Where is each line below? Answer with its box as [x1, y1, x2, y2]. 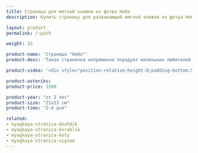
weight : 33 [6, 41, 33, 47]
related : [6, 116, 28, 122]
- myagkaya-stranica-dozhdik [6, 121, 78, 127]
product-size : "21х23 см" [6, 99, 70, 106]
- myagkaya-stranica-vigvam [6, 138, 75, 144]
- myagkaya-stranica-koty [6, 132, 70, 138]
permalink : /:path [6, 30, 51, 36]
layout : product [6, 25, 46, 31]
